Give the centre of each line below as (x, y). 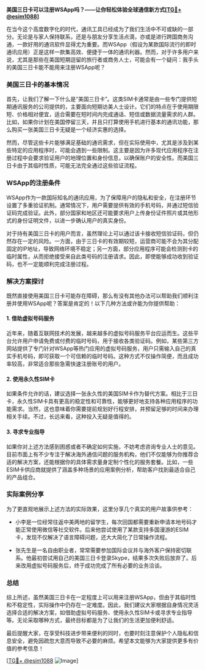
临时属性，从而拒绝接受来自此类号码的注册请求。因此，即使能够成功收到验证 (103, 256)
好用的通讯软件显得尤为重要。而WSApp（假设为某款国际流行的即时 (112, 44)
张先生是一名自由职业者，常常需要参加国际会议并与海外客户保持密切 (101, 550)
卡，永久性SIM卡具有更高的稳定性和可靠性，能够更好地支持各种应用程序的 (99, 401)
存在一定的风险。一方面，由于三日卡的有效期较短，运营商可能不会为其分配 (105, 241)
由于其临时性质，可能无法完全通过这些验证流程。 (78, 166)
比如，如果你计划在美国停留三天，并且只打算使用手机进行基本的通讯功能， (100, 122)
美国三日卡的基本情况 (38, 84)
